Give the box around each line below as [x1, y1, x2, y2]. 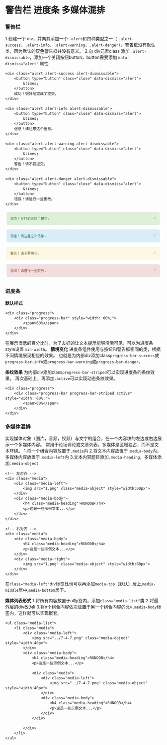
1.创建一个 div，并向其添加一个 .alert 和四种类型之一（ [5, 36, 118, 42]
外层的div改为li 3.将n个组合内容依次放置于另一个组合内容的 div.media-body [5, 604, 157, 610]
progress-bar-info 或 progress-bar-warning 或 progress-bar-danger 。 [5, 359, 143, 365]
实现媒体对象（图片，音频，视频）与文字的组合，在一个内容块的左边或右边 [5, 435, 158, 441]
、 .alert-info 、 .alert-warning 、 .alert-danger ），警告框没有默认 [20, 42, 156, 48]
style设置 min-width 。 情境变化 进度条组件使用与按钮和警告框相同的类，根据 [5, 346, 161, 352]
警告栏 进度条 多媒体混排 [5, 4, 105, 16]
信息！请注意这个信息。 [14, 126, 55, 132]
